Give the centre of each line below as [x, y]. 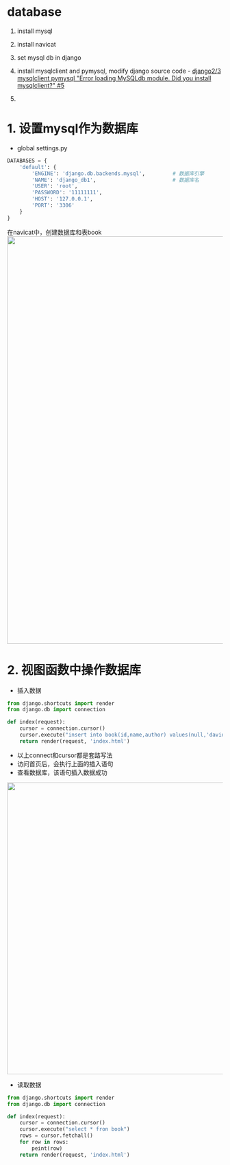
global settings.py [42, 148]
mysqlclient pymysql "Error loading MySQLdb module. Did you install [114, 78]
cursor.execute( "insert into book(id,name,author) [93, 735]
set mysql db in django [49, 57]
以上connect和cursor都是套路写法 [65, 755]
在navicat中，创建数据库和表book [54, 232]
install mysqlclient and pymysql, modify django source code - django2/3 [119, 71]
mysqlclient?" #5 [41, 85]
